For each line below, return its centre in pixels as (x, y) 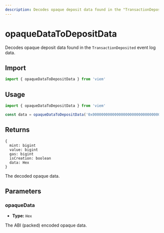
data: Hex (19, 163)
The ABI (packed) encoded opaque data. (46, 225)
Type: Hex (22, 216)
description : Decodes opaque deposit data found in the (63, 10)
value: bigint (24, 150)
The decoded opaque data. (32, 176)
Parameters (23, 191)
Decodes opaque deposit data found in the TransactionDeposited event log (81, 47)
